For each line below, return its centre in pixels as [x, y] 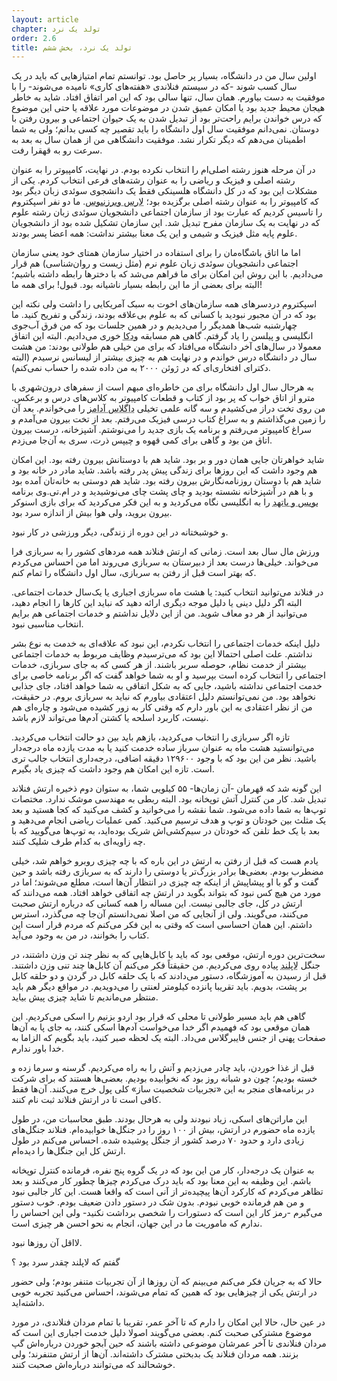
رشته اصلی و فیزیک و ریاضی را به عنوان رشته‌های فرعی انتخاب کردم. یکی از [153, 180]
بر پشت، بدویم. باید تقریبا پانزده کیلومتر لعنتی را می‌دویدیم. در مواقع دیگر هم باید [159, 987]
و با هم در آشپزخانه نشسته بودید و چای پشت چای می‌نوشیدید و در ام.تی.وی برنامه [162, 492]
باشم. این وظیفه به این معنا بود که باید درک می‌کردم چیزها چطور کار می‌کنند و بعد [161, 1181]
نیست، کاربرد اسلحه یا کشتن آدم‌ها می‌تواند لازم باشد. [110, 718]
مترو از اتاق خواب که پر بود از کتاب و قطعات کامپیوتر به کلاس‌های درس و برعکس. [163, 398]
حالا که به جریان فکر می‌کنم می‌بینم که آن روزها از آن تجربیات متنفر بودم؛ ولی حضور [167, 1282]
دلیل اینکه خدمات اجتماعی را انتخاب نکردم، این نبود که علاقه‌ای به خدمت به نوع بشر [166, 643]
